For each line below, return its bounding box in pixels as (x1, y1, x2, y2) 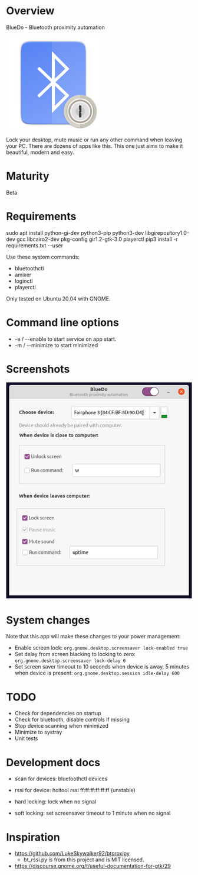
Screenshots (6, 362, 70, 376)
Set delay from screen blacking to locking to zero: (14, 651, 136, 658)
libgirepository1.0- (145, 229, 190, 236)
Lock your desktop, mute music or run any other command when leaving (6, 136, 183, 143)
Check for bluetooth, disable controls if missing (14, 716, 130, 723)
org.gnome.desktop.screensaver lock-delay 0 (14, 658, 126, 664)
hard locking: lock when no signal (14, 798, 97, 805)
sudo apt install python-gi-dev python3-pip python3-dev (6, 229, 144, 236)
